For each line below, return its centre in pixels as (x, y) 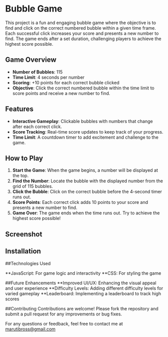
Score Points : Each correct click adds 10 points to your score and (80, 202)
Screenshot (24, 234)
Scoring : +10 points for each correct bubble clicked (66, 82)
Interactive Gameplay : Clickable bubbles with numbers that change (82, 121)
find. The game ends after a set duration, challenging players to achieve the (83, 39)
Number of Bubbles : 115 (37, 72)
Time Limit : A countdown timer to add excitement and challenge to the (86, 137)
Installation (23, 251)
